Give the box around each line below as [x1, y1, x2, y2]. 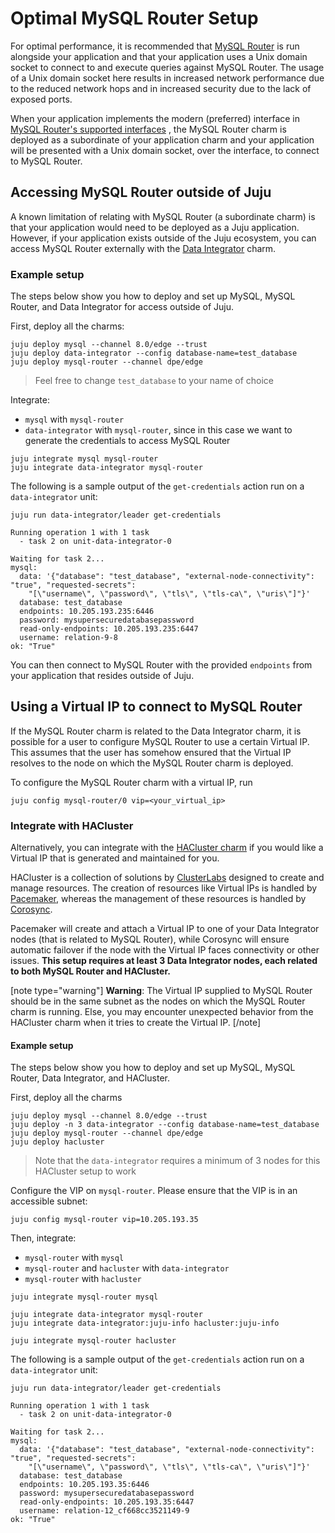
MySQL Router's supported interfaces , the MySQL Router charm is [10, 123, 287, 135]
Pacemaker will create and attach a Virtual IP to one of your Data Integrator [10, 923, 320, 935]
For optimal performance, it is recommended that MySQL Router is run [10, 40, 300, 52]
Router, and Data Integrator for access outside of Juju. [10, 301, 235, 313]
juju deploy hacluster [10, 1137, 105, 1147]
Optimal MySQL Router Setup [10, 7, 259, 30]
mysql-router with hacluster [24, 1273, 142, 1285]
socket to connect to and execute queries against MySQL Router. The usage [10, 61, 325, 73]
